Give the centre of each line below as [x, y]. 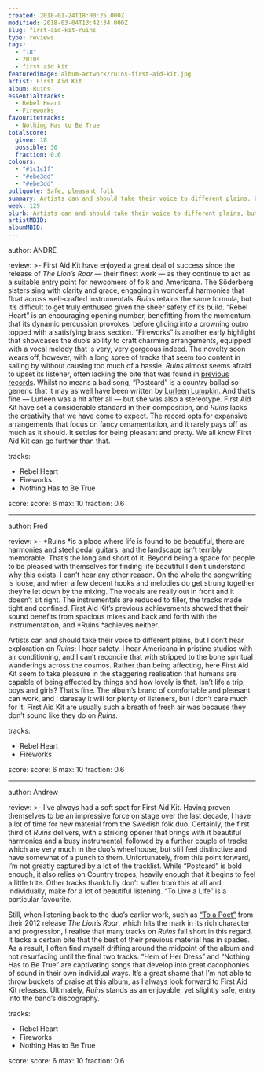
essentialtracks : [37, 96]
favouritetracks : [37, 118]
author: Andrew [33, 792]
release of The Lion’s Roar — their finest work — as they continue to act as [129, 274]
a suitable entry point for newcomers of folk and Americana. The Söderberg [131, 282]
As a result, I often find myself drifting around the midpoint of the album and [131, 948]
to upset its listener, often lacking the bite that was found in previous [119, 374]
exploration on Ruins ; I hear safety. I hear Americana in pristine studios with [130, 649]
